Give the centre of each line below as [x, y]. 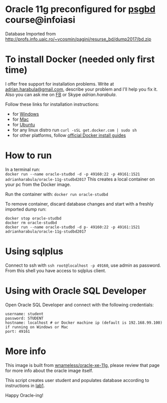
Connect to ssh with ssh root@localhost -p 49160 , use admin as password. [83, 265]
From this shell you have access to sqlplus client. [56, 270]
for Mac [21, 119]
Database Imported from [31, 34]
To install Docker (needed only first [80, 59]
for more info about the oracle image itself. [49, 370]
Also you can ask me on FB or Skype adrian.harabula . [61, 94]
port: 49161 [18, 331]
